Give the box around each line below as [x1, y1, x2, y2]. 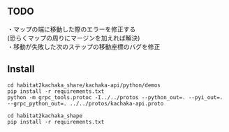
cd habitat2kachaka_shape [7, 112, 82, 119]
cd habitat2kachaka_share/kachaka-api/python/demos [7, 82, 161, 89]
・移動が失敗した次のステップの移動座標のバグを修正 [7, 42, 161, 51]
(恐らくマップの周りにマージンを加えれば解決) [7, 34, 140, 42]
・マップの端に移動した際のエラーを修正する [7, 24, 136, 34]
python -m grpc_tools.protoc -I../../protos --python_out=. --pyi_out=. [7, 94, 223, 101]
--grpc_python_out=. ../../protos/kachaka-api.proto [7, 100, 164, 107]
